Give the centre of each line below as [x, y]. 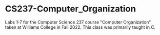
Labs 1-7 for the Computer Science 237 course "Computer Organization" [78, 22]
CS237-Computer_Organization [70, 9]
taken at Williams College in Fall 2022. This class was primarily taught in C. [80, 27]
